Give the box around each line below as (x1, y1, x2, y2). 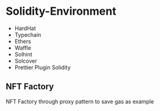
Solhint (14, 50, 33, 58)
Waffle (14, 44, 32, 52)
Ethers (14, 37, 31, 45)
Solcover (14, 57, 37, 64)
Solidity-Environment (5, 4, 117, 18)
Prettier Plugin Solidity (14, 63, 71, 71)
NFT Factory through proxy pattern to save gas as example (5, 98, 154, 105)
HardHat (14, 25, 36, 32)
